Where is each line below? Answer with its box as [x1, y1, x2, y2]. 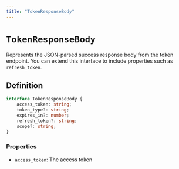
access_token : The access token [14, 156, 93, 163]
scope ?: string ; [16, 123, 57, 129]
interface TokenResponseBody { [6, 96, 83, 102]
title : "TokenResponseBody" [6, 8, 75, 15]
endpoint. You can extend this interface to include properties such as [6, 57, 173, 65]
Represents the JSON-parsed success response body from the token [6, 51, 174, 58]
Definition [6, 80, 43, 90]
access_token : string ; [16, 102, 72, 107]
